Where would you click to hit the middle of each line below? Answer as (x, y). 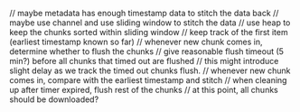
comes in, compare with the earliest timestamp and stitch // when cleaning (148, 80)
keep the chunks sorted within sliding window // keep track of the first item (149, 32)
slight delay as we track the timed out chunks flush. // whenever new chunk (150, 70)
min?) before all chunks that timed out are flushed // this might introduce (144, 61)
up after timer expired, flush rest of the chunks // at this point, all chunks (144, 90)
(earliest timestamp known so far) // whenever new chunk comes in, (136, 42)
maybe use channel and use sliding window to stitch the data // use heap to (150, 23)
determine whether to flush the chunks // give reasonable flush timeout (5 (147, 51)
